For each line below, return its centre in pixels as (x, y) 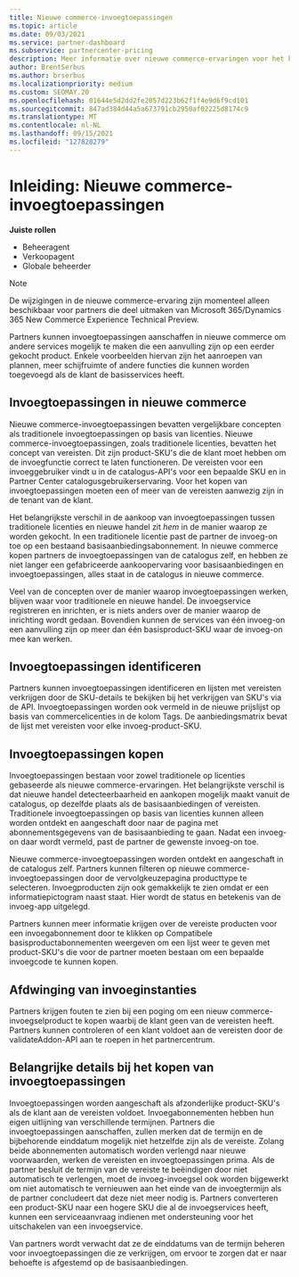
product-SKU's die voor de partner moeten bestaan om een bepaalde (137, 952)
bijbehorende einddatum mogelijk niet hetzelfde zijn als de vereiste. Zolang (147, 1141)
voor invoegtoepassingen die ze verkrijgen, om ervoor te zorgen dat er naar (148, 1253)
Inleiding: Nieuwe (75, 186)
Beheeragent (46, 247)
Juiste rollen (32, 229)
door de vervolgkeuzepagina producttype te (166, 878)
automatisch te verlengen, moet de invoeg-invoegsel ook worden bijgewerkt (149, 1179)
